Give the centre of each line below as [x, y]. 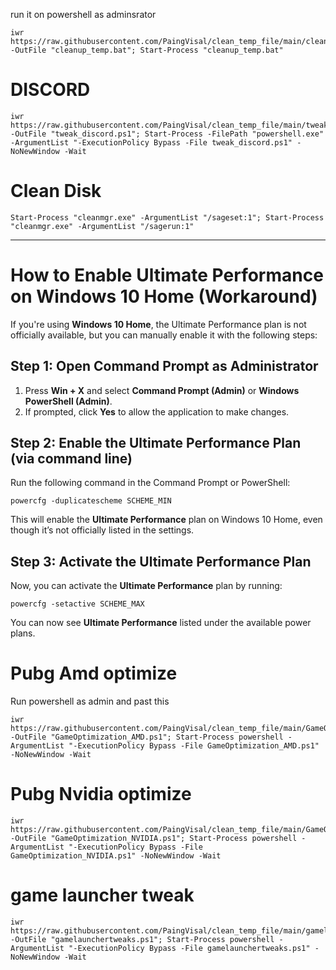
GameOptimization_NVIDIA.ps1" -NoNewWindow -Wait [116, 856]
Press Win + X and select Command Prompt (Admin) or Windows [162, 390]
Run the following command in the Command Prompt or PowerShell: [150, 483]
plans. [23, 633]
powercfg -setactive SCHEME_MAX [77, 604]
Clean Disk [56, 191]
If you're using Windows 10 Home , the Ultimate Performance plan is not [158, 324]
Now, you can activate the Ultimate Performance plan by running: [146, 586]
